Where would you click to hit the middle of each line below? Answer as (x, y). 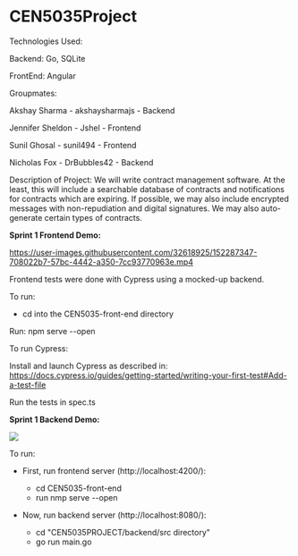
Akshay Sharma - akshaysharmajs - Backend (92, 110)
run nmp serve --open (77, 497)
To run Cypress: (39, 348)
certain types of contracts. (94, 217)
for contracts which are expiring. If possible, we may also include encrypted (149, 198)
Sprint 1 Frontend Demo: (55, 235)
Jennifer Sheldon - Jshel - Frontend (75, 128)
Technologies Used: (46, 41)
